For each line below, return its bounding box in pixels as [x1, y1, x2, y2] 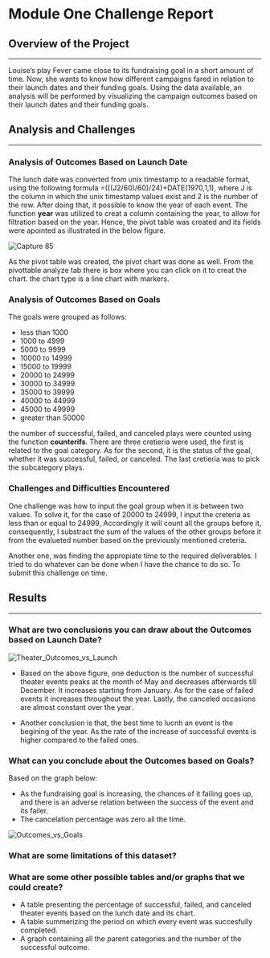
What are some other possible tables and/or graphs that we [8, 871, 245, 883]
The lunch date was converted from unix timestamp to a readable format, [8, 174, 251, 185]
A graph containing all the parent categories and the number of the [19, 934, 242, 944]
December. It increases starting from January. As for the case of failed [19, 685, 254, 695]
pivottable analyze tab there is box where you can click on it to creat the [8, 266, 247, 275]
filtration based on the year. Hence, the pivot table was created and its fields [8, 218, 261, 227]
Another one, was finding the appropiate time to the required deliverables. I [8, 551, 257, 561]
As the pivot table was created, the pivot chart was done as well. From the [8, 257, 254, 267]
